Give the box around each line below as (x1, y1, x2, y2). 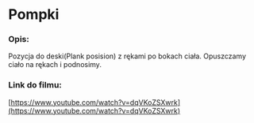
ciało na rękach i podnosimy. (8, 60, 102, 69)
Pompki (8, 6, 60, 24)
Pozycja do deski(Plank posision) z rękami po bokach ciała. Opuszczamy (8, 51, 246, 61)
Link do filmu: (8, 80, 62, 91)
